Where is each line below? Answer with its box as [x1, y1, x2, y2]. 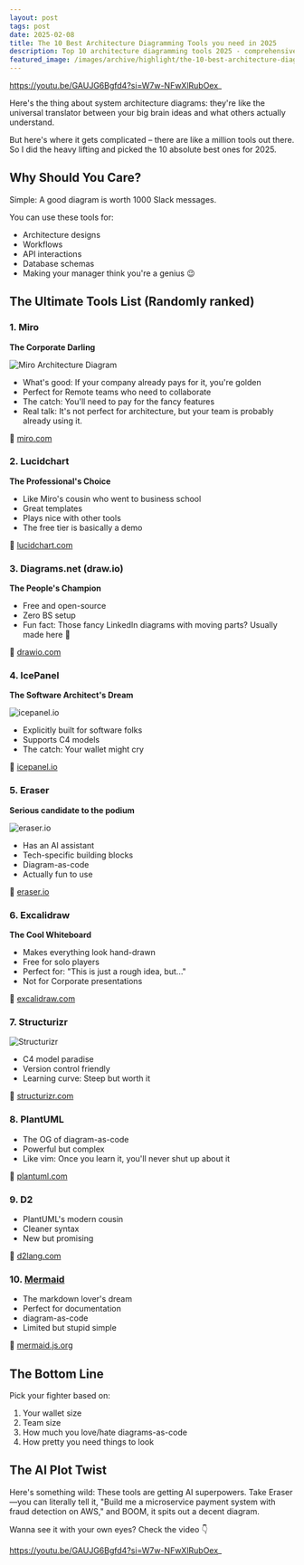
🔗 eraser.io [9, 886, 50, 896]
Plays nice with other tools [22, 512, 122, 523]
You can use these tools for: [9, 212, 114, 223]
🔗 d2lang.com [9, 1250, 62, 1261]
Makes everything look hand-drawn [22, 946, 157, 957]
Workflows [22, 239, 63, 250]
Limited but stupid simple [22, 1323, 118, 1333]
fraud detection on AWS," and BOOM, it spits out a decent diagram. [9, 1505, 260, 1516]
